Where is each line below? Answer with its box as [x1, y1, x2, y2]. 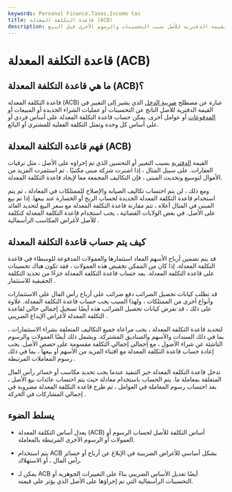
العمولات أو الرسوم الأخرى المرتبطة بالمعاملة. [17, 435, 135, 444]
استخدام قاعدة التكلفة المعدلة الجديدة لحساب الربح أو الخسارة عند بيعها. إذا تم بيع [8, 194, 215, 202]
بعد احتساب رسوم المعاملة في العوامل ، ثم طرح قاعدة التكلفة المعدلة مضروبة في [8, 382, 217, 391]
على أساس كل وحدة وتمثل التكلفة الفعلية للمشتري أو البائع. [8, 120, 159, 128]
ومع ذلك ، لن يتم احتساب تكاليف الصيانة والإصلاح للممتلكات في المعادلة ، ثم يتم [8, 187, 209, 195]
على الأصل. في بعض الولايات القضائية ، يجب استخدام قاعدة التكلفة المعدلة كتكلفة [8, 208, 215, 217]
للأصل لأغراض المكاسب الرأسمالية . [8, 216, 100, 224]
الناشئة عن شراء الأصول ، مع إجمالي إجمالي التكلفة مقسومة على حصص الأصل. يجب [8, 340, 223, 348]
